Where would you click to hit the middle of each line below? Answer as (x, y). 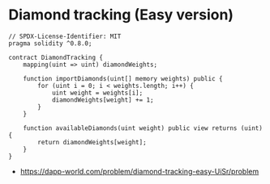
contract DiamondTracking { (56, 57)
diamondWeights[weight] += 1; (103, 100)
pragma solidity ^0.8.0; (50, 43)
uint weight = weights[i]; (97, 93)
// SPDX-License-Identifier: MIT (65, 36)
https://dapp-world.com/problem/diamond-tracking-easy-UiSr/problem (139, 171)
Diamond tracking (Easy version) (121, 15)
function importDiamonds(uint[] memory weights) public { (123, 78)
